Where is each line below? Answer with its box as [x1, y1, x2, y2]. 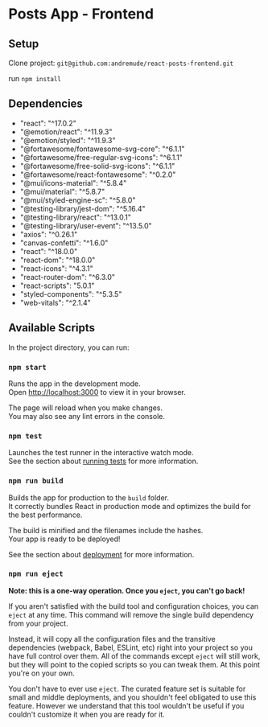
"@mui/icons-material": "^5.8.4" [19, 178, 127, 187]
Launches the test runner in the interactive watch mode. [8, 448, 195, 458]
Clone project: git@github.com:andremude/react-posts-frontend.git [8, 58, 234, 68]
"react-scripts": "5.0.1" [19, 281, 95, 290]
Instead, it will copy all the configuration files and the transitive [8, 634, 216, 643]
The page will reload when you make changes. [8, 403, 163, 413]
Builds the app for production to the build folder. [8, 492, 170, 503]
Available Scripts [8, 321, 95, 335]
